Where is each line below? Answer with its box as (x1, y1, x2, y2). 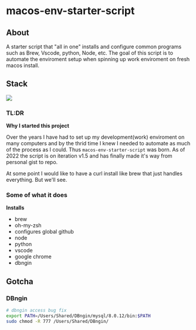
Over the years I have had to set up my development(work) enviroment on (6, 134, 185, 141)
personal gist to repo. (6, 159, 58, 166)
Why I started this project (6, 122, 69, 129)
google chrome (14, 253, 52, 260)
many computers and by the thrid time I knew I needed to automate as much (6, 140, 191, 147)
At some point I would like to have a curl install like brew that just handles (6, 170, 183, 177)
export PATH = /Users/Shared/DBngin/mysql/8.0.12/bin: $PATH (6, 313, 151, 319)
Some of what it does (6, 191, 67, 199)
